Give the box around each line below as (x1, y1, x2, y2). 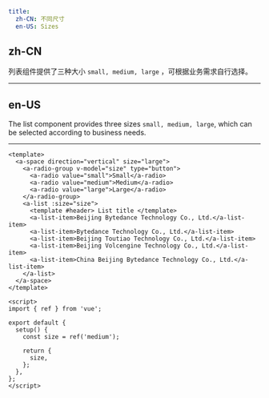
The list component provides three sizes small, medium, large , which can (8, 119, 252, 129)
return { (22, 347, 52, 356)
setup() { (15, 326, 48, 334)
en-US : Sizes (15, 22, 59, 30)
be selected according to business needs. (8, 128, 147, 138)
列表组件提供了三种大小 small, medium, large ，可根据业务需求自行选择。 (8, 66, 253, 76)
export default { (8, 319, 66, 328)
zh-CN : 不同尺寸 (15, 14, 66, 23)
